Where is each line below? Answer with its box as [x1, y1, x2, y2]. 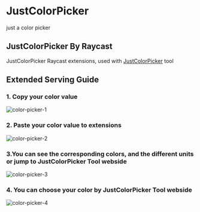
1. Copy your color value [6, 93, 78, 101]
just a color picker [6, 24, 51, 31]
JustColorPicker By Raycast [6, 41, 113, 52]
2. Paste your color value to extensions [6, 121, 122, 129]
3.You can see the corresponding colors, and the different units [6, 150, 194, 158]
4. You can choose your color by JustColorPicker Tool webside [6, 186, 193, 194]
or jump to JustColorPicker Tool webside [6, 157, 127, 165]
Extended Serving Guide [6, 75, 99, 85]
